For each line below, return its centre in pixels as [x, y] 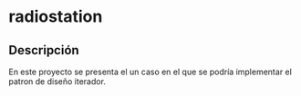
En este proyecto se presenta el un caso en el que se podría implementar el [150, 72]
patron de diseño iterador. [57, 82]
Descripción [44, 50]
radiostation [56, 17]
